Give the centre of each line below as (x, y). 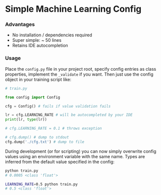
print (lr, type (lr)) (26, 120)
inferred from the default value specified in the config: (60, 162)
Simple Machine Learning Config (73, 9)
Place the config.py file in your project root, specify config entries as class (80, 69)
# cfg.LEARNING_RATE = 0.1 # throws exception (54, 129)
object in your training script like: (38, 79)
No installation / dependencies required (52, 35)
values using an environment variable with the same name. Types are (75, 156)
